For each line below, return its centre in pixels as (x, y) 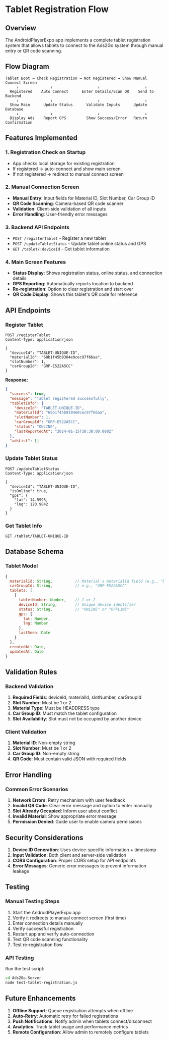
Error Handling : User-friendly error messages (60, 214)
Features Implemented (41, 138)
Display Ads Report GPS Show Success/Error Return (78, 118)
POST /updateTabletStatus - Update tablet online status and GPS (79, 244)
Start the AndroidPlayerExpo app (47, 912)
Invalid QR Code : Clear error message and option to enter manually (82, 806)
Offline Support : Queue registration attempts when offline (73, 1010)
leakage (21, 871)
